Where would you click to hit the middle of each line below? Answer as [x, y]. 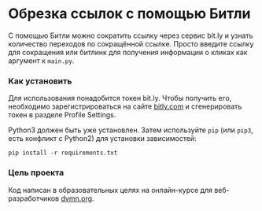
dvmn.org [77, 198]
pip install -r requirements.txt [63, 153]
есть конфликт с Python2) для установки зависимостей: [102, 139]
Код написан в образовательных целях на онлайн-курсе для [110, 190]
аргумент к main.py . [41, 61]
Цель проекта [36, 172]
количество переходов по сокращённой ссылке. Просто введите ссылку [131, 43]
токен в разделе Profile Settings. [62, 115]
